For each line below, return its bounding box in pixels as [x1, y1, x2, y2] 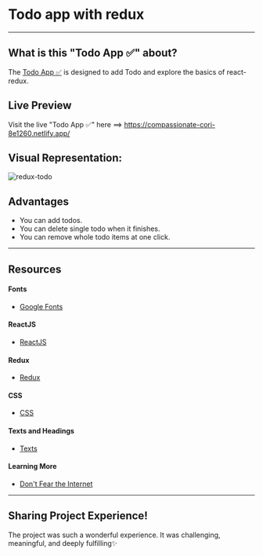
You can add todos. [19, 216, 83, 225]
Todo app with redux [8, 5, 145, 24]
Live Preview [8, 99, 72, 112]
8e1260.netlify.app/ [8, 128, 70, 138]
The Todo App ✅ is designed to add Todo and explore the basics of [8, 67, 225, 76]
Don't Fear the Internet [19, 479, 93, 488]
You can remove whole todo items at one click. [19, 232, 171, 242]
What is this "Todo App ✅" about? [8, 46, 178, 60]
